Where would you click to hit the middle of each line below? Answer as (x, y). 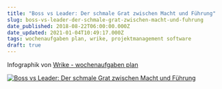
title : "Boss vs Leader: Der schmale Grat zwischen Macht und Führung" (111, 13)
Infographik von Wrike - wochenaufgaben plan (73, 65)
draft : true (24, 45)
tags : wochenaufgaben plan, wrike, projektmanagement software (99, 39)
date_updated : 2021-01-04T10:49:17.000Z (66, 33)
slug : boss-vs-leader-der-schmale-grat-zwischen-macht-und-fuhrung (106, 20)
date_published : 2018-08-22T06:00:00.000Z (69, 26)
